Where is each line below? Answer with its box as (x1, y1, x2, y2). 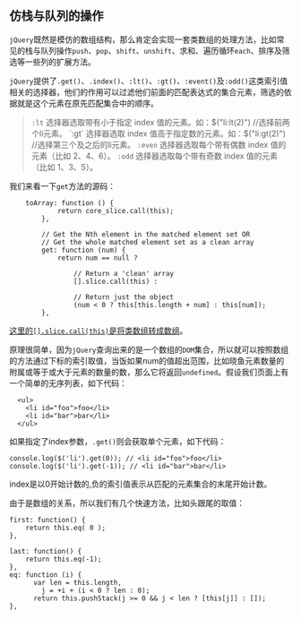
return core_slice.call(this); (56, 206, 175, 215)
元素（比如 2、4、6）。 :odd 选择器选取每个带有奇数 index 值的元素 (30, 150, 279, 161)
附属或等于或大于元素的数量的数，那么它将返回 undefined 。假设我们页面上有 (9, 366, 289, 377)
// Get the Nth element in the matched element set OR (41, 229, 251, 239)
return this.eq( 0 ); (25, 523, 106, 532)
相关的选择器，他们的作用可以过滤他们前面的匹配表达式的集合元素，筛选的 (9, 86, 284, 97)
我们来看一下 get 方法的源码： (9, 180, 116, 191)
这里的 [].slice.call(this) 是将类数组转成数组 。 (9, 325, 188, 336)
